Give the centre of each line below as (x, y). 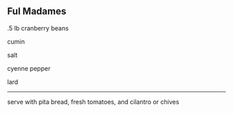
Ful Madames (37, 11)
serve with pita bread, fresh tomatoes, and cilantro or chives (93, 102)
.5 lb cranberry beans (38, 28)
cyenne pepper (29, 68)
